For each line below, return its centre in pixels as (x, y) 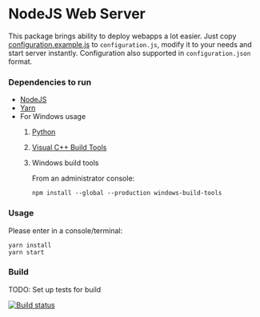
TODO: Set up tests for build (55, 289)
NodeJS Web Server (77, 14)
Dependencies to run (50, 82)
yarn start (26, 252)
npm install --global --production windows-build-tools (127, 193)
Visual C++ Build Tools (69, 148)
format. (20, 61)
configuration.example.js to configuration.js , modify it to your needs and (130, 44)
